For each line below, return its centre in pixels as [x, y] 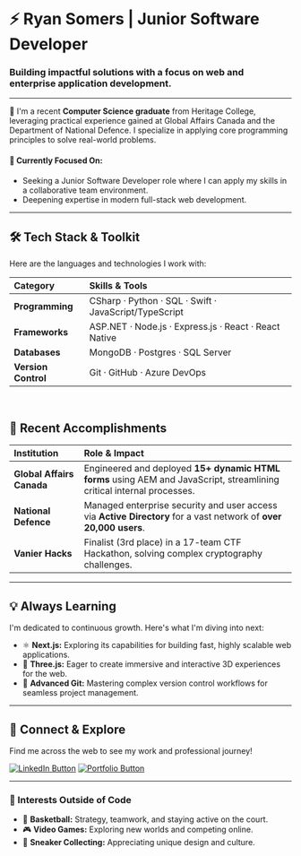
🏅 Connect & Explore [68, 729]
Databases [37, 352]
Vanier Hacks [43, 554]
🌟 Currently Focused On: [56, 160]
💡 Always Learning [63, 606]
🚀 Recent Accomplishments [88, 428]
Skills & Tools [118, 285]
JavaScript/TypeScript [136, 312]
